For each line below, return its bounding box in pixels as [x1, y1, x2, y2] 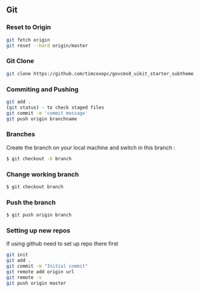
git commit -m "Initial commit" [6, 263, 88, 269]
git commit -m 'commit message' [6, 110, 88, 116]
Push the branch [6, 198, 56, 206]
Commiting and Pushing [6, 85, 79, 93]
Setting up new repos [6, 226, 71, 234]
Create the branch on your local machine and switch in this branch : [6, 144, 176, 151]
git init [6, 252, 28, 258]
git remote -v [6, 274, 42, 280]
